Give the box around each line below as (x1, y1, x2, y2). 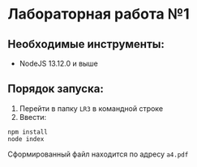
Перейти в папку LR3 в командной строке (19, 103, 164, 113)
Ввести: (19, 112, 47, 122)
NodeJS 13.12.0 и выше (19, 58, 99, 68)
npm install (7, 127, 48, 136)
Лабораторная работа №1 (7, 5, 190, 24)
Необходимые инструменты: (7, 37, 165, 51)
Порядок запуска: (7, 82, 105, 96)
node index (7, 135, 45, 143)
